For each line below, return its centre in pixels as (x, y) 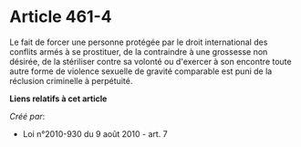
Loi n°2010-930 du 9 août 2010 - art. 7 (95, 133)
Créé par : (27, 116)
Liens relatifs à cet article (58, 99)
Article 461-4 (61, 17)
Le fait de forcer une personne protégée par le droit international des (139, 42)
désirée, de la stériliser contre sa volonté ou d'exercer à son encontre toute (150, 61)
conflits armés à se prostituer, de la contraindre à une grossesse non (139, 51)
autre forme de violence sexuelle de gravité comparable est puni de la (141, 71)
